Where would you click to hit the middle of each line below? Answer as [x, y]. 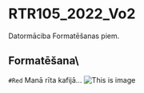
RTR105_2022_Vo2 [72, 14]
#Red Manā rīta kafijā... [45, 79]
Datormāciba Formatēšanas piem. [64, 36]
